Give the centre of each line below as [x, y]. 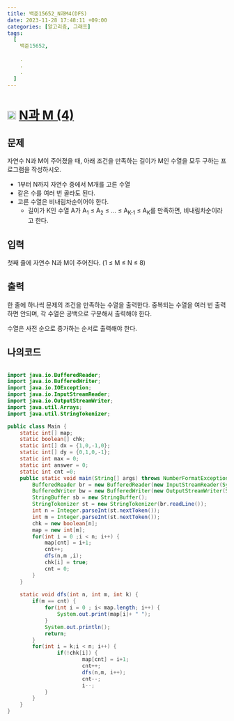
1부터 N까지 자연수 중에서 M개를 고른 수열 [74, 185]
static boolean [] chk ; [53, 440]
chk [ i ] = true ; [67, 563]
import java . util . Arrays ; [45, 407]
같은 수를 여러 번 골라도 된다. [56, 193]
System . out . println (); [77, 627]
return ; [56, 634]
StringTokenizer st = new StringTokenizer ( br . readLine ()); [120, 504]
